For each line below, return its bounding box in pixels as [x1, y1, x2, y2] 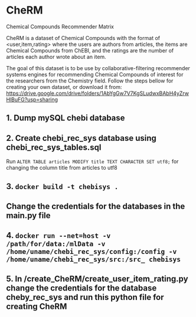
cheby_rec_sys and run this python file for [6, 292, 164, 302]
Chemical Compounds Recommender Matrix [6, 23, 114, 30]
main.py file [6, 210, 51, 220]
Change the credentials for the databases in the [6, 201, 185, 211]
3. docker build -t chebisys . [6, 181, 119, 191]
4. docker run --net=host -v [6, 230, 111, 240]
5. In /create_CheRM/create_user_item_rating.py [6, 273, 188, 283]
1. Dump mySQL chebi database [6, 113, 125, 123]
